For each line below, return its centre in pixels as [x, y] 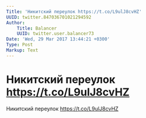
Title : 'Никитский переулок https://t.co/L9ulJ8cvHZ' [74, 12]
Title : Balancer [37, 28]
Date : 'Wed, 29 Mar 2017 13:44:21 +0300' [58, 39]
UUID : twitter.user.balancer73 [55, 34]
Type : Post [20, 45]
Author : [16, 23]
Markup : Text [22, 50]
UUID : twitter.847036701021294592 [49, 17]
